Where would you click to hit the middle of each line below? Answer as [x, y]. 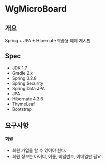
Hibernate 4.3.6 [28, 98]
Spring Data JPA [28, 88]
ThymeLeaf [23, 104]
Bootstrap [22, 109]
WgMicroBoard [36, 9]
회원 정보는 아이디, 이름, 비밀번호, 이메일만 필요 [57, 157]
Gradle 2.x [22, 73]
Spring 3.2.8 [24, 78]
